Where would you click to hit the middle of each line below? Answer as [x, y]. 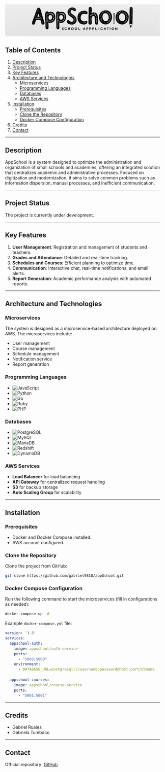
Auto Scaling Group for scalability [47, 492]
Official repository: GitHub [31, 765]
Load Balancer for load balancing [46, 477]
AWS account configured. [38, 542]
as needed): [17, 604]
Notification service [32, 359]
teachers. [22, 252]
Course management [33, 349]
